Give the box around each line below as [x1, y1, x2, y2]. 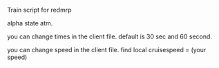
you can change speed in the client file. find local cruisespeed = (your [7, 46, 207, 54]
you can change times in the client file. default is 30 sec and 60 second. [7, 32, 213, 41]
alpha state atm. [7, 19, 53, 27]
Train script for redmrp [7, 6, 72, 14]
